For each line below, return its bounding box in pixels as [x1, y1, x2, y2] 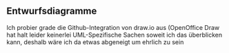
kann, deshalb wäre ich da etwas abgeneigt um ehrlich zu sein [6, 37, 184, 46]
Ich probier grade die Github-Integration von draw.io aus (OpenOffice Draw [6, 23, 220, 31]
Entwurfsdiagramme [6, 5, 97, 17]
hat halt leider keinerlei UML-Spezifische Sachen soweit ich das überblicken [6, 31, 223, 39]
